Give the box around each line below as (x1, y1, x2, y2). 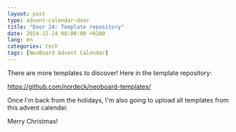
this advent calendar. (7, 103, 68, 112)
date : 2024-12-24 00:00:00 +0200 (7, 29, 106, 37)
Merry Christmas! (7, 117, 58, 125)
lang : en (7, 37, 33, 44)
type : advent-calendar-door (7, 17, 90, 24)
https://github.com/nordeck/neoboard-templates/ (7, 82, 151, 91)
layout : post (7, 10, 46, 18)
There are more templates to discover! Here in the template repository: (7, 68, 212, 77)
